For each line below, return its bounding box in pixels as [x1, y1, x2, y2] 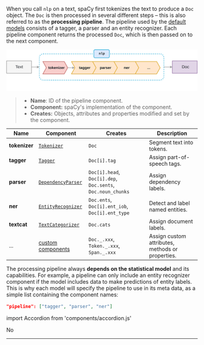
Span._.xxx [88, 250, 117, 256]
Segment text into [149, 138, 194, 146]
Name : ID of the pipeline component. [30, 97, 123, 104]
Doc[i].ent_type [88, 210, 130, 216]
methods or [149, 245, 178, 253]
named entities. [149, 206, 188, 213]
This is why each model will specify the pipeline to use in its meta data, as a [6, 285, 196, 292]
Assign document [149, 217, 193, 225]
